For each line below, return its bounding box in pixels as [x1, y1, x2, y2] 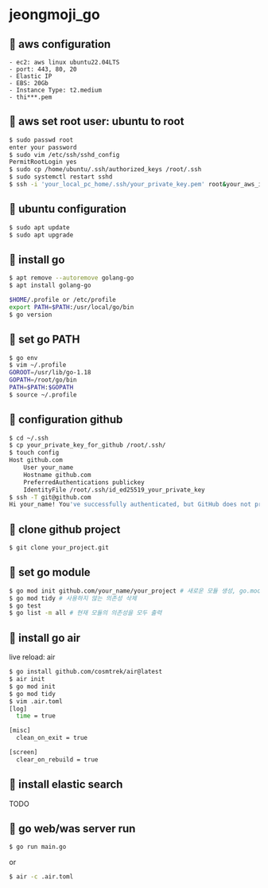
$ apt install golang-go [9, 281, 91, 290]
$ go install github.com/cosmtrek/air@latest [9, 667, 162, 676]
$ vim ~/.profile [9, 361, 67, 370]
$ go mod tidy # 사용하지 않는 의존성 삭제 [9, 594, 138, 602]
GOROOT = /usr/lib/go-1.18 [9, 369, 91, 377]
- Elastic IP [9, 72, 52, 80]
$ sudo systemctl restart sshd [9, 173, 113, 181]
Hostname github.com [23, 471, 91, 479]
